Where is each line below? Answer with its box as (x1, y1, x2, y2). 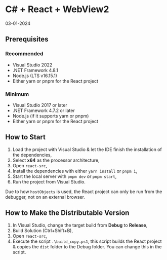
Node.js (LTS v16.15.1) (12, 72, 57, 79)
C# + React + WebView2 (5, 4, 109, 15)
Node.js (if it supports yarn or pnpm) (12, 113, 89, 119)
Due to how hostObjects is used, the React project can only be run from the (5, 189, 162, 195)
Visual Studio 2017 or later (12, 102, 67, 108)
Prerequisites (5, 35, 49, 44)
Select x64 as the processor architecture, (12, 157, 100, 163)
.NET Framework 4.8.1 (12, 67, 58, 73)
